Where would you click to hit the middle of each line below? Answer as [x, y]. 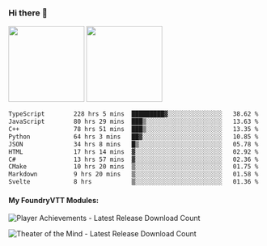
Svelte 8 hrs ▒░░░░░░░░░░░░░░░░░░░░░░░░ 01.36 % [133, 182]
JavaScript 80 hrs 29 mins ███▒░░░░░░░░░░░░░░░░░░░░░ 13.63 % [133, 122]
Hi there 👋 [28, 13]
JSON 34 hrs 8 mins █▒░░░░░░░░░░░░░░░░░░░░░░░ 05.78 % [133, 144]
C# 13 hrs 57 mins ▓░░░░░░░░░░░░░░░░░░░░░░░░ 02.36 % [133, 159]
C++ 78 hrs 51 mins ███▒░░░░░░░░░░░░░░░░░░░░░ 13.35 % [133, 129]
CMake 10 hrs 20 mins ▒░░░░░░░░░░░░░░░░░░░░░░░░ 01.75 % [133, 167]
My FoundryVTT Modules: [54, 200]
